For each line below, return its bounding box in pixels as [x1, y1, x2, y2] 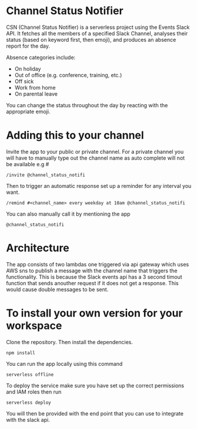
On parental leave [14, 90, 58, 97]
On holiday [14, 65, 41, 72]
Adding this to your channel [6, 128, 144, 142]
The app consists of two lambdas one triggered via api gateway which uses [6, 260, 189, 268]
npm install [6, 349, 35, 356]
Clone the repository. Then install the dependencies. [6, 338, 133, 345]
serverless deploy [6, 400, 51, 405]
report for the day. [6, 42, 51, 49]
